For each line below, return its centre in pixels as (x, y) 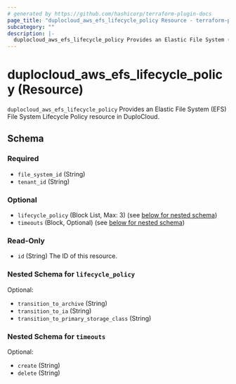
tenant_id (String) (44, 181)
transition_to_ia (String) (54, 311)
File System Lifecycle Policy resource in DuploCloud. (84, 117)
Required (23, 159)
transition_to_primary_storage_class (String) (84, 318)
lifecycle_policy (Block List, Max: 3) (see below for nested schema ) (117, 215)
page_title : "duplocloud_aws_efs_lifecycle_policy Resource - (100, 20)
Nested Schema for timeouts (57, 336)
